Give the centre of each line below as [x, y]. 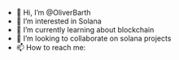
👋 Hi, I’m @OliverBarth [53, 13]
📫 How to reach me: [51, 47]
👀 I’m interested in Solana [59, 21]
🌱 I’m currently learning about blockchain [85, 30]
